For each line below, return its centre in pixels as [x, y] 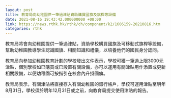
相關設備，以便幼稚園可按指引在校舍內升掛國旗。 [56, 73]
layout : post [19, 10]
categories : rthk [24, 29]
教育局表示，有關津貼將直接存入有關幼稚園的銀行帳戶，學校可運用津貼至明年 [85, 84]
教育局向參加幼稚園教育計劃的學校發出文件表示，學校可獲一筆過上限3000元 [84, 61]
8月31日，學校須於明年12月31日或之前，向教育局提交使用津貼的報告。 [78, 90]
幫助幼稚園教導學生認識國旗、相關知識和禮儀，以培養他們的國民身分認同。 [83, 50]
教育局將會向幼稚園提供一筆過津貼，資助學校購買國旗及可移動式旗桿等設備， [85, 44]
